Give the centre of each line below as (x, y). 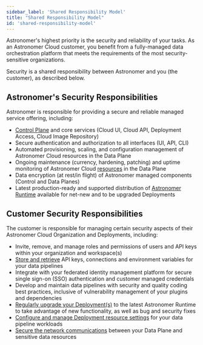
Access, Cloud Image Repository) (57, 137)
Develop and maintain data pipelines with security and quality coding (101, 285)
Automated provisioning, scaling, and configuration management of (99, 149)
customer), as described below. (46, 78)
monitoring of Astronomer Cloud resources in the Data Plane (91, 169)
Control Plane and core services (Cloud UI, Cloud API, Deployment (98, 130)
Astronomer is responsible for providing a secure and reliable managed (95, 112)
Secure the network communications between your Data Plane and (99, 330)
